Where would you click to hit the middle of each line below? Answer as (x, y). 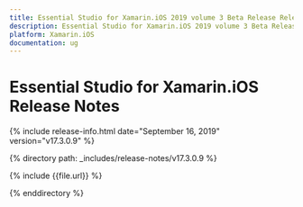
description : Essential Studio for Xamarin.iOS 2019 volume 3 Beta (139, 26)
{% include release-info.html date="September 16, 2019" (115, 131)
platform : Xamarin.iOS (52, 34)
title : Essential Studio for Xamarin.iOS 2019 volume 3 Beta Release (143, 18)
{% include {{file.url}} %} (56, 175)
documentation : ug (44, 43)
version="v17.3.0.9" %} (52, 141)
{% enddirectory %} (46, 193)
